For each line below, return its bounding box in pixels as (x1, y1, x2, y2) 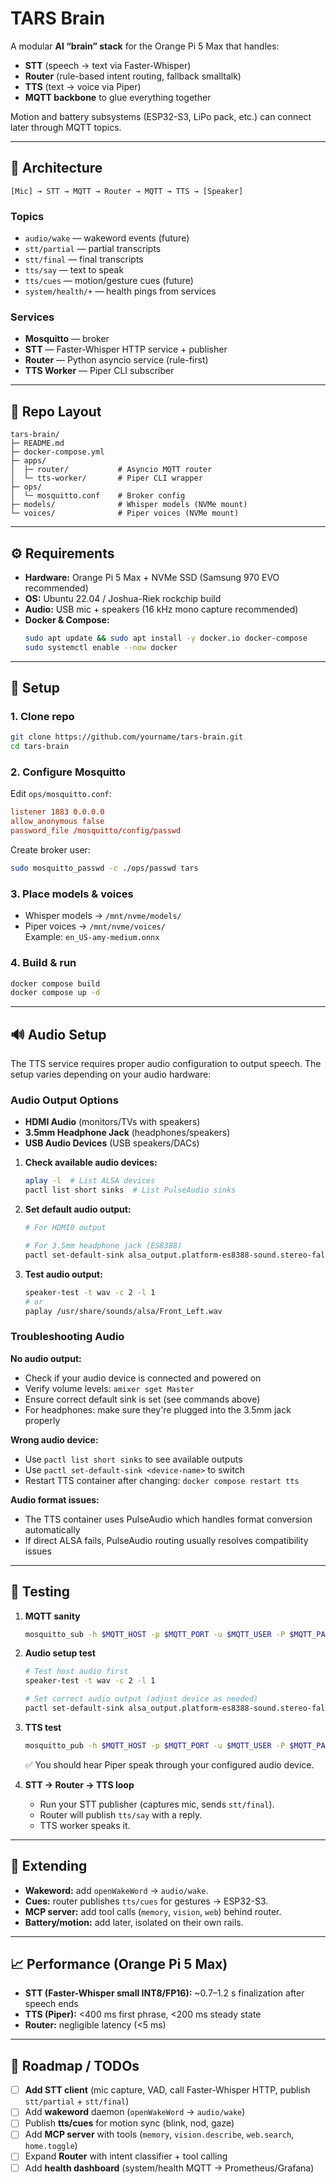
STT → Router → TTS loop (24, 1778, 135, 1791)
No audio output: (10, 1352, 82, 1364)
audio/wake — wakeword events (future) (24, 232, 190, 244)
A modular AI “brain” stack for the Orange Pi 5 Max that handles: (10, 40, 280, 52)
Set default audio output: (24, 1203, 132, 1216)
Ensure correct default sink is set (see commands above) (24, 1393, 261, 1405)
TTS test (24, 1721, 62, 1733)
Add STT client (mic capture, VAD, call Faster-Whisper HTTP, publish (24, 2084, 311, 2096)
